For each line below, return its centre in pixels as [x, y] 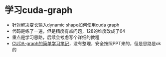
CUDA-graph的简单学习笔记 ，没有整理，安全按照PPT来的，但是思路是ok [86, 43]
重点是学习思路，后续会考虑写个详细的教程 [56, 37]
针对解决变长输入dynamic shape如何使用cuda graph [66, 25]
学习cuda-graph [39, 10]
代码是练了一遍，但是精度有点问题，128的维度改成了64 [69, 31]
